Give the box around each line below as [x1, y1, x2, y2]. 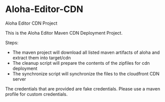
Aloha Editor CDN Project [5, 20, 58, 26]
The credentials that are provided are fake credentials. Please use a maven [5, 85, 160, 91]
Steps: [5, 39, 19, 46]
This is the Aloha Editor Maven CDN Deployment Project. [5, 30, 123, 36]
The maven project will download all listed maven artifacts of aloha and [12, 49, 160, 55]
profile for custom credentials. [5, 91, 68, 97]
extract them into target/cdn [12, 54, 71, 61]
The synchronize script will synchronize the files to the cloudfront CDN [12, 70, 160, 76]
